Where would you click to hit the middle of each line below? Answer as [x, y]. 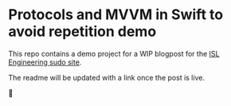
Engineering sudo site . [45, 62]
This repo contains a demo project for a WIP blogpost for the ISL [114, 53]
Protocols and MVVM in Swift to [116, 15]
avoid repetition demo [82, 31]
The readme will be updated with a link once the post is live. [107, 77]
